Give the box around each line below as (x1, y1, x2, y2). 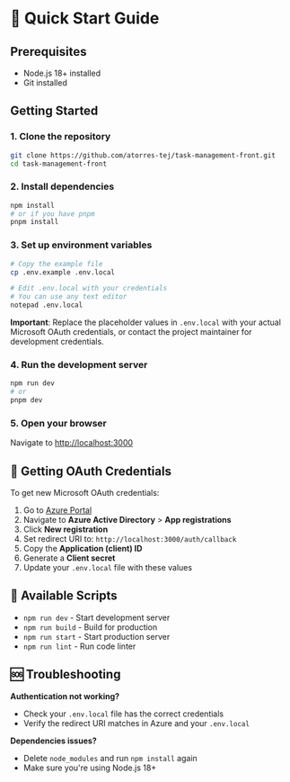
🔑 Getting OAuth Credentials (10, 463, 171, 479)
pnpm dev (10, 396, 43, 405)
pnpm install (10, 218, 59, 227)
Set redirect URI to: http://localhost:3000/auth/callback (22, 534, 237, 544)
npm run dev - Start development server (22, 612, 171, 623)
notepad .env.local (10, 301, 83, 310)
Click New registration (22, 524, 109, 535)
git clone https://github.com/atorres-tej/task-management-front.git (10, 150, 277, 160)
